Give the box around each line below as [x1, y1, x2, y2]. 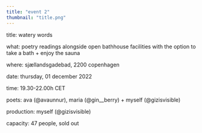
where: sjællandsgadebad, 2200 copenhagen [6, 61, 120, 68]
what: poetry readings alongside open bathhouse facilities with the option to [6, 43, 197, 50]
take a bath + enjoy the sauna [6, 49, 80, 56]
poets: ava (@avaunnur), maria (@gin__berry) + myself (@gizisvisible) [6, 96, 181, 103]
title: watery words [6, 31, 53, 38]
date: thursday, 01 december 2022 [6, 73, 93, 80]
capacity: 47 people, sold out [6, 119, 79, 127]
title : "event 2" [6, 8, 50, 15]
